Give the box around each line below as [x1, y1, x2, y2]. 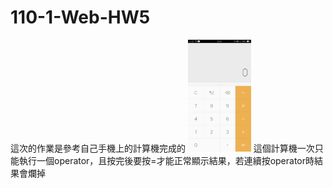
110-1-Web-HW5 [10, 6, 151, 29]
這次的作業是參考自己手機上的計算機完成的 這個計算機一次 [10, 142, 315, 155]
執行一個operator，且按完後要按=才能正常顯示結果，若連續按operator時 [18, 155, 315, 167]
